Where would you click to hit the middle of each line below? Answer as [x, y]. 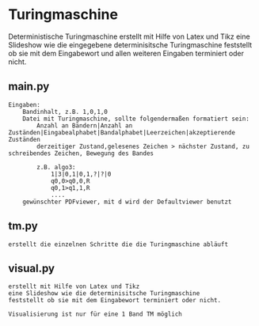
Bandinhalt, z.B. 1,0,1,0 [65, 112]
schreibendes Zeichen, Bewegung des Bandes [81, 153]
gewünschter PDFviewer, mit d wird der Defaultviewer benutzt [127, 202]
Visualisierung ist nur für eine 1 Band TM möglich [95, 314]
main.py [29, 87]
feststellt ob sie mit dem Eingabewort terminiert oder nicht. [115, 301]
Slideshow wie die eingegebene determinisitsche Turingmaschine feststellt [130, 44]
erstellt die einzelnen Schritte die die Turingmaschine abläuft [118, 244]
